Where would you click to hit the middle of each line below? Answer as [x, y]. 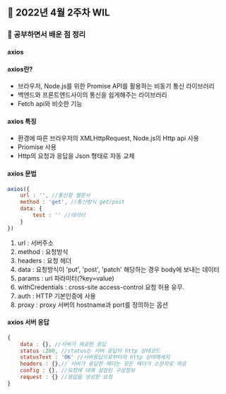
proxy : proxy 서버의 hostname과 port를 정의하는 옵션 [93, 305]
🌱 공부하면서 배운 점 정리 [47, 35]
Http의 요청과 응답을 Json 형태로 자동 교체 [76, 156]
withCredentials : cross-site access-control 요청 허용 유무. [101, 287]
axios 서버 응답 [28, 322]
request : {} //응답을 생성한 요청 [66, 377]
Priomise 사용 [37, 147]
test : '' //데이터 [59, 215]
